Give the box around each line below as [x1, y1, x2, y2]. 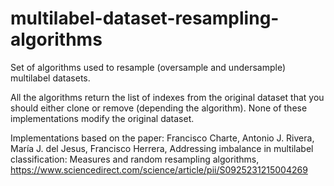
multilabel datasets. [10, 72, 91, 84]
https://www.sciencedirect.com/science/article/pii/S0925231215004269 [10, 163, 308, 176]
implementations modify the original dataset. [10, 112, 195, 124]
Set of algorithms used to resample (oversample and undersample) [10, 61, 287, 73]
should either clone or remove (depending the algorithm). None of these [10, 102, 308, 114]
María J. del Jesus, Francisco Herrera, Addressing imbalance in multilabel [10, 142, 314, 154]
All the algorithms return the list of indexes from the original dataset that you [10, 91, 325, 103]
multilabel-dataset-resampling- [10, 7, 280, 30]
